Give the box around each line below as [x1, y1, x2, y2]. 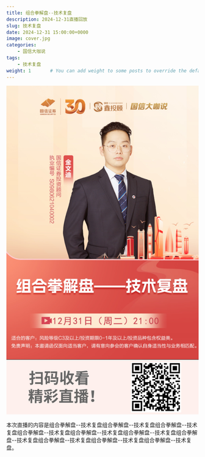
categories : [6, 42, 37, 48]
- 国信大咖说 [17, 49, 46, 55]
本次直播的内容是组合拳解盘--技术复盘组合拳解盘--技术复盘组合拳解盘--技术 [6, 421, 198, 428]
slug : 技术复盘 [6, 23, 41, 29]
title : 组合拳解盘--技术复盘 [6, 10, 72, 16]
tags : [6, 55, 20, 61]
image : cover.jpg [6, 35, 51, 42]
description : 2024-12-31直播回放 [6, 16, 88, 23]
